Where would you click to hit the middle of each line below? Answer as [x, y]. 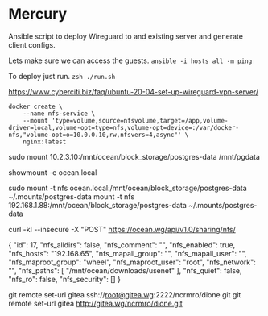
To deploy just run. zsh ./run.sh [62, 76]
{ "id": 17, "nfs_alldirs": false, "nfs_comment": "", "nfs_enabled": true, [122, 245]
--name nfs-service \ [59, 114]
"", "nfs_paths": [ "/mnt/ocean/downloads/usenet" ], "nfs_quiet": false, [126, 270]
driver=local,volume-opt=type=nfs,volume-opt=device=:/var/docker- [124, 127]
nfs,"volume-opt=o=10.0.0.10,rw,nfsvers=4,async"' [95, 135]
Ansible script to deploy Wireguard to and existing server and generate [126, 36]
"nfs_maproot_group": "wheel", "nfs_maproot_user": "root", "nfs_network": [132, 262]
